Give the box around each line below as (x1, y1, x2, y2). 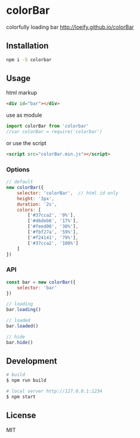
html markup (6, 89, 38, 96)
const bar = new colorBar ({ (6, 279, 76, 285)
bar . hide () (6, 339, 33, 345)
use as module (6, 111, 43, 119)
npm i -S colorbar (6, 56, 52, 63)
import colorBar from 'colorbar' (6, 123, 89, 129)
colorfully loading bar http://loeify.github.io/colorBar (6, 23, 134, 31)
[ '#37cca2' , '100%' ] (27, 240, 79, 246)
